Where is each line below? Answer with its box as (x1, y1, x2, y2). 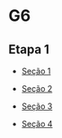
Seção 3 (21, 101, 53, 112)
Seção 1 (21, 65, 51, 76)
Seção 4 (21, 119, 53, 129)
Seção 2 (21, 84, 53, 94)
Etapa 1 (8, 42, 50, 57)
